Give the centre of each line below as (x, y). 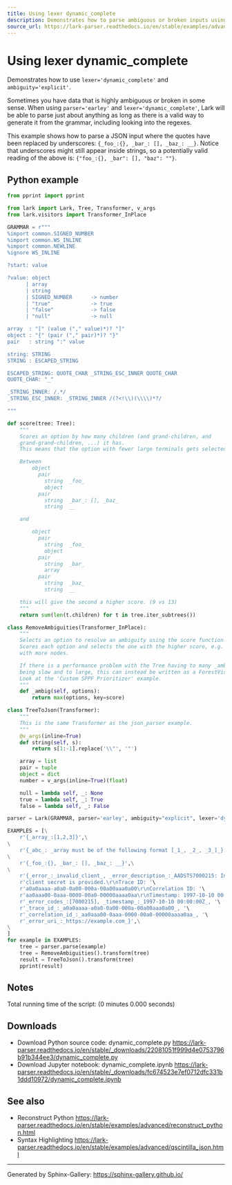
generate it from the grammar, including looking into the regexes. (99, 122)
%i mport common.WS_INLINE (44, 240)
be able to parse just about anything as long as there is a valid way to (106, 116)
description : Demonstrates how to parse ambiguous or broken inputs (108, 20)
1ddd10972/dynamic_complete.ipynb (69, 1079)
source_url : (24, 26)
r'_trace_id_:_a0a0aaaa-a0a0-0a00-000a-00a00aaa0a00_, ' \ (105, 908)
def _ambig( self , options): (60, 691)
